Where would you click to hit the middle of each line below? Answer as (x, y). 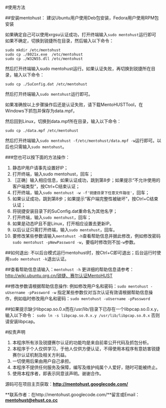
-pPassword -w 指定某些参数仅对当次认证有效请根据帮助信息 (88, 292)
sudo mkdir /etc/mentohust (33, 50)
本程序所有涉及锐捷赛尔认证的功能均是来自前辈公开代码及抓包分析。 (82, 343)
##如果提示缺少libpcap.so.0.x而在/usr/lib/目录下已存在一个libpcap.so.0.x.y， (83, 309)
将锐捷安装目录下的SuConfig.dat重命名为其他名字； (65, 211)
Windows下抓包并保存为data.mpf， (41, 111)
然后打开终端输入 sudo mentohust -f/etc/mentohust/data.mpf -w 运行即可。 (81, 141)
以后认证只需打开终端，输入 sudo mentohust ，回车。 (65, 230)
